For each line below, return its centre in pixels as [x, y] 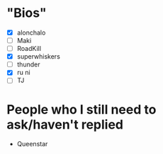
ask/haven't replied [65, 124]
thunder [28, 64]
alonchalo [31, 32]
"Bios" [27, 13]
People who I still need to [81, 109]
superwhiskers [39, 57]
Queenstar [32, 144]
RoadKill [29, 49]
